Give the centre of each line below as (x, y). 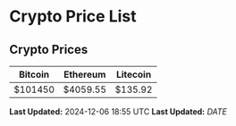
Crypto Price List (73, 17)
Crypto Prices (49, 50)
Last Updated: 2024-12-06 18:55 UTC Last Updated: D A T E (118, 112)
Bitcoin (34, 75)
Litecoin (134, 75)
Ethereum (85, 75)
